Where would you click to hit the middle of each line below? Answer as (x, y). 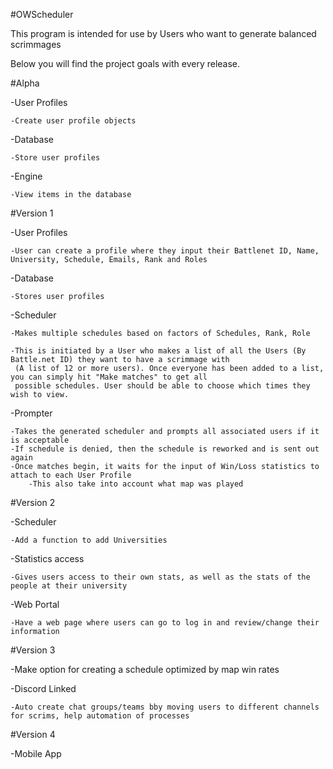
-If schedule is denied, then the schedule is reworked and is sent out (165, 449)
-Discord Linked (43, 688)
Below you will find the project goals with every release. (125, 63)
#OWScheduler (42, 14)
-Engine (26, 176)
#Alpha (25, 83)
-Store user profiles (55, 158)
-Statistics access (47, 558)
